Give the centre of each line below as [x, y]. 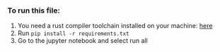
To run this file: [34, 11]
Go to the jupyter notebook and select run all [83, 41]
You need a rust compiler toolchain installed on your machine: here [115, 26]
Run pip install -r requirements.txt [73, 33]
